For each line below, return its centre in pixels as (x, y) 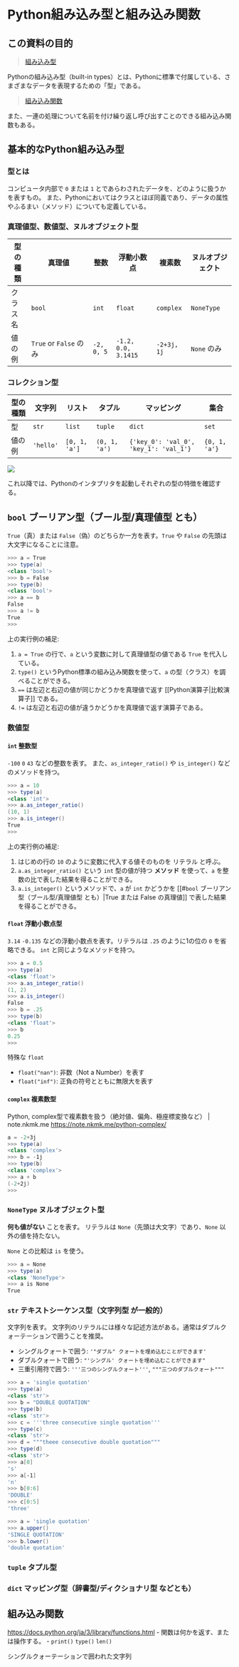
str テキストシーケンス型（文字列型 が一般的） (87, 1311)
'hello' (46, 445)
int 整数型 (22, 746)
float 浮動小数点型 (35, 924)
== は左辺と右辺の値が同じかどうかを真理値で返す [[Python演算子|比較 (121, 689)
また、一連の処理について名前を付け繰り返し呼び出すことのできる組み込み (116, 116)
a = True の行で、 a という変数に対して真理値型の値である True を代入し (123, 654)
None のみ (206, 349)
